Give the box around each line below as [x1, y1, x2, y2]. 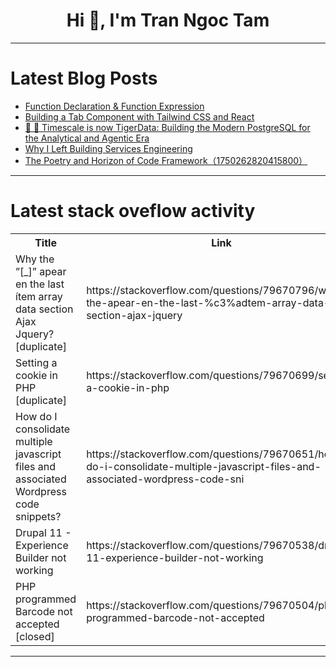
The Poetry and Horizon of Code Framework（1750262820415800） [24, 154, 308, 166]
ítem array [15, 289, 63, 303]
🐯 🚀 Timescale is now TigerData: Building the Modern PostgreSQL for [24, 121, 311, 133]
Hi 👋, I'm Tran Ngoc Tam [66, 9, 270, 32]
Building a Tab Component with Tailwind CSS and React [24, 110, 255, 123]
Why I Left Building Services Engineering [24, 142, 193, 154]
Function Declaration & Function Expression [24, 100, 205, 112]
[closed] [15, 629, 55, 643]
